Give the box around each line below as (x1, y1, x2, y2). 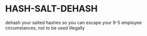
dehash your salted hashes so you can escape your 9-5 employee (5, 19, 142, 25)
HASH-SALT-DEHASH (5, 3, 98, 14)
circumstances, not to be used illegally (5, 24, 85, 30)
